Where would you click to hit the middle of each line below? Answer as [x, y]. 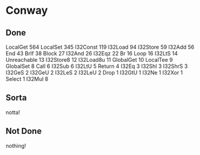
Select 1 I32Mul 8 [27, 79]
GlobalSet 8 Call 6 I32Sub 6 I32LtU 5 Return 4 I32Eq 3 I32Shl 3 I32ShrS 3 [97, 66]
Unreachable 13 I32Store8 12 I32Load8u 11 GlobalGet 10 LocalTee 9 [89, 60]
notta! [13, 112]
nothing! [16, 145]
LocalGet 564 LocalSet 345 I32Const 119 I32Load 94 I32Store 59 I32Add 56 [100, 47]
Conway [27, 11]
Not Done [24, 131]
